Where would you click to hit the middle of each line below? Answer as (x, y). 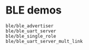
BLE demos (34, 10)
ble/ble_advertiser (30, 26)
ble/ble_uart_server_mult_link (44, 41)
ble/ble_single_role (31, 36)
